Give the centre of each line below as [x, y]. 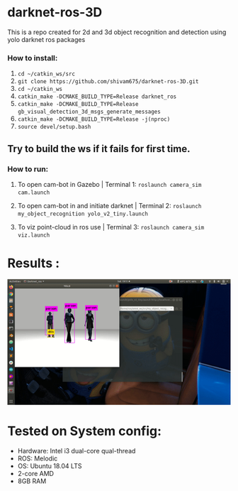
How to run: [28, 169]
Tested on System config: [84, 431]
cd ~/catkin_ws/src [46, 74]
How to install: [33, 58]
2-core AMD [36, 473]
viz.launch [34, 235]
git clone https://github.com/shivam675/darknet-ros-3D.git [108, 82]
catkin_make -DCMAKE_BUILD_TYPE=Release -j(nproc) [94, 119]
